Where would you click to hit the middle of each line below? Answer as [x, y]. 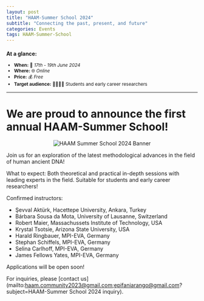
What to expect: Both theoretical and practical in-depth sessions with [93, 173]
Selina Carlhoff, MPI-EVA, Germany [59, 249]
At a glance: [22, 54]
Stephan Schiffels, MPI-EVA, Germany [63, 242]
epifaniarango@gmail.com [147, 285]
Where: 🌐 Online [32, 71]
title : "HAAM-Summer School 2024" [50, 18]
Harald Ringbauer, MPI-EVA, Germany [63, 236]
